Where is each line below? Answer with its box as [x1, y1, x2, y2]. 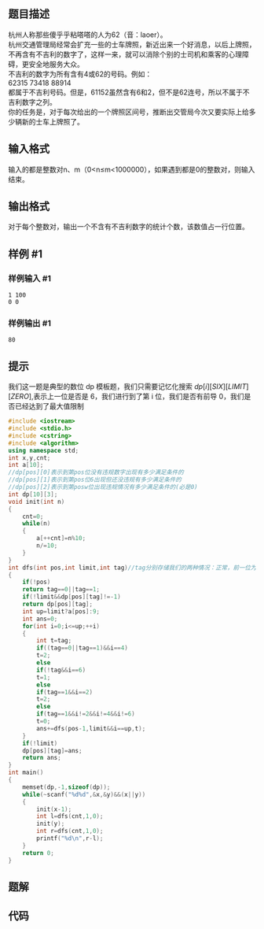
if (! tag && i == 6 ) [36, 666, 86, 674]
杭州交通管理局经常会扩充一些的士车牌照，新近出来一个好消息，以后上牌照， [8, 39, 256, 49]
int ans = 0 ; [22, 615, 58, 623]
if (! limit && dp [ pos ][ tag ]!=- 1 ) [22, 593, 122, 601]
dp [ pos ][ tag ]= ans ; [22, 746, 82, 754]
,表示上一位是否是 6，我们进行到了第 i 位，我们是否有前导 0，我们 [31, 392, 244, 402]
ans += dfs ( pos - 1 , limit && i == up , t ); [36, 724, 146, 732]
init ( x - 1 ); [36, 805, 72, 813]
